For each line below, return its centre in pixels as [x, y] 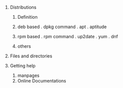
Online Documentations [42, 81]
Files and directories [31, 56]
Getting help [23, 66]
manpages [28, 75]
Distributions [23, 7]
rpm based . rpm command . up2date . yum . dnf [68, 36]
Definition [27, 17]
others [24, 46]
